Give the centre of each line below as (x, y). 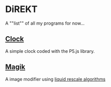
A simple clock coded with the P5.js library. (50, 51)
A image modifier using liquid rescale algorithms (55, 79)
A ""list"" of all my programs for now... (45, 23)
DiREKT (21, 9)
